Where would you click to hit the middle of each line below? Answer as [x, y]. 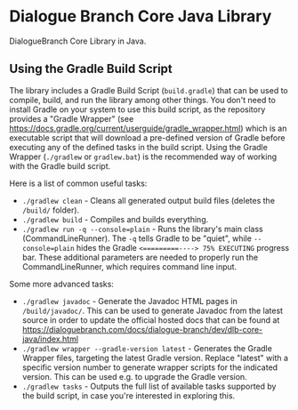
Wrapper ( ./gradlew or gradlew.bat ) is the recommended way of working [143, 157]
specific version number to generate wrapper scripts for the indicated [150, 367]
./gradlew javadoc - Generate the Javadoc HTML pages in [129, 301]
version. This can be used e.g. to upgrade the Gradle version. [134, 376]
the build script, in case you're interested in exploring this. [129, 395]
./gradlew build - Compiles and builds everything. [115, 219]
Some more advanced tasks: [61, 284]
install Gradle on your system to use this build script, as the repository [137, 109]
